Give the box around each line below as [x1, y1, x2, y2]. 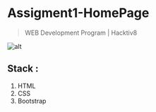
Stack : [7, 62, 39, 75]
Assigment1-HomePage [7, 5, 150, 21]
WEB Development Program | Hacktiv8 [24, 28, 138, 37]
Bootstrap [17, 96, 47, 105]
